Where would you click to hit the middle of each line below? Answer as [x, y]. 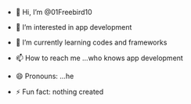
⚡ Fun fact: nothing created [59, 91]
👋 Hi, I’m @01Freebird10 [54, 12]
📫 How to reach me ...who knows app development [99, 58]
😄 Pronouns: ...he [45, 76]
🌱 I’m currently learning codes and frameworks [91, 42]
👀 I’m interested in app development [74, 27]
